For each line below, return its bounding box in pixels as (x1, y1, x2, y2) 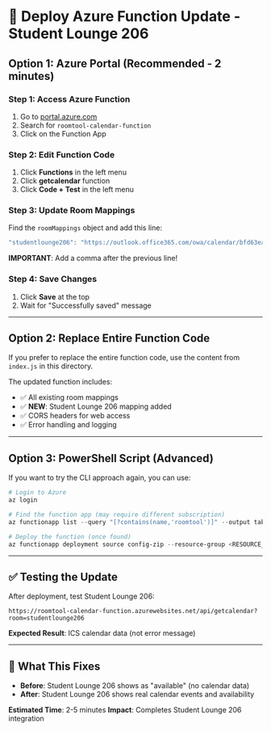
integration (8, 714, 44, 724)
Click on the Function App (19, 128, 106, 138)
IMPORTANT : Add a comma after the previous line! (8, 254, 178, 263)
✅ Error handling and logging (19, 420, 117, 430)
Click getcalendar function (19, 176, 110, 186)
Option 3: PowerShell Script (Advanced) (8, 452, 214, 465)
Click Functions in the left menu (19, 167, 127, 177)
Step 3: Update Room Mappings (8, 205, 135, 216)
